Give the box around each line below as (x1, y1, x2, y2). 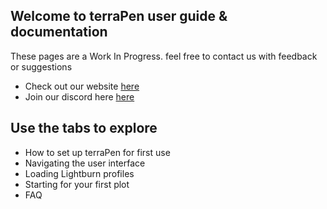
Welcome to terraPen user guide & (10, 8, 228, 25)
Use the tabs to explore (10, 120, 158, 137)
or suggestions (10, 60, 73, 73)
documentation (10, 24, 108, 41)
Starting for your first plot (24, 178, 130, 190)
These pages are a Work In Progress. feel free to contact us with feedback (10, 50, 318, 62)
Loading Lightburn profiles (24, 167, 135, 179)
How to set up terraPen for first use (24, 146, 171, 158)
